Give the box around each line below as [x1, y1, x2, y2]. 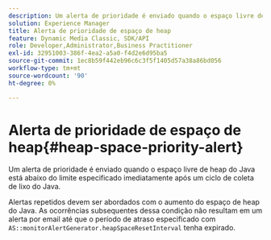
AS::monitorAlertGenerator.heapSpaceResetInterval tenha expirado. [8, 223, 236, 233]
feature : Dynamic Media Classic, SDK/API [8, 34, 150, 43]
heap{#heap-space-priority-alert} [8, 138, 244, 156]
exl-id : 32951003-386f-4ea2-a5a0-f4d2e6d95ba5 [8, 49, 168, 57]
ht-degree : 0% [8, 79, 56, 87]
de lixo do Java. [8, 182, 61, 192]
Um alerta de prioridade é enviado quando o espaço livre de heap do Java [8, 164, 256, 174]
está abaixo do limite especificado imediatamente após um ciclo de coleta [8, 173, 254, 183]
